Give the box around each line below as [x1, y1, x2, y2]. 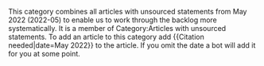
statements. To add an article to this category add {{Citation [8, 32, 204, 41]
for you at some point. [8, 49, 81, 58]
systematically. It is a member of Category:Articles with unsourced [8, 24, 227, 33]
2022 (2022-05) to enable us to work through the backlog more [8, 15, 217, 25]
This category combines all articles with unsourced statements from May [8, 7, 247, 16]
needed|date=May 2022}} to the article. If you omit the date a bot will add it [8, 41, 256, 50]
